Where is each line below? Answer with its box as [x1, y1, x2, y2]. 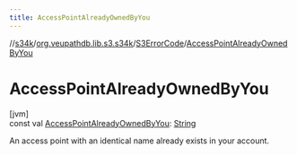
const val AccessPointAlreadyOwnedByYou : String [9, 117, 197, 128]
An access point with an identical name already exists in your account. [9, 135, 270, 146]
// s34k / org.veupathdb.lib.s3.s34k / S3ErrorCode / [9, 38, 187, 48]
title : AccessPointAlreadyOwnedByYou [9, 13, 151, 22]
